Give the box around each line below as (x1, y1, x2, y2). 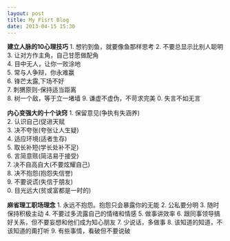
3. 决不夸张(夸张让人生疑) (7, 126, 79, 134)
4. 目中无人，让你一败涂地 (7, 60, 81, 68)
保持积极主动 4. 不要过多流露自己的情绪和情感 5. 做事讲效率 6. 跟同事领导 (7, 209, 215, 218)
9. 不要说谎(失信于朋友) (7, 178, 74, 186)
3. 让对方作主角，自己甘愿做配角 (7, 51, 99, 59)
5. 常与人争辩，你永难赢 (7, 68, 74, 76)
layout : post (7, 10, 45, 17)
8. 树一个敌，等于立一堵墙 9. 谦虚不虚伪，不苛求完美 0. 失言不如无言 (7, 94, 201, 103)
